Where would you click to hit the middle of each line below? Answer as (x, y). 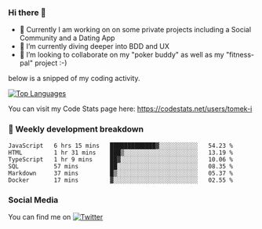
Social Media (33, 200)
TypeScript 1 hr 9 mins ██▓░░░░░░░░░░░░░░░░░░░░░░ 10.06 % (121, 159)
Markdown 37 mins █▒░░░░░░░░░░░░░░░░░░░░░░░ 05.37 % (121, 173)
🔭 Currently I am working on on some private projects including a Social (135, 30)
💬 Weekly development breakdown (76, 129)
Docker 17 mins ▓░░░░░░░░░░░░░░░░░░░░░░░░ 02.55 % (121, 180)
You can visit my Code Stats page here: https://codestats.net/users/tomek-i (130, 109)
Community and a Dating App (67, 38)
